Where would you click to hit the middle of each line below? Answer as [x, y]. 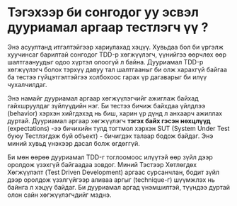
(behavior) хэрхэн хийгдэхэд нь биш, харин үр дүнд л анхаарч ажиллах [115, 113]
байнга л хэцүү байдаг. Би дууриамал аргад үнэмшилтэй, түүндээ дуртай [119, 187]
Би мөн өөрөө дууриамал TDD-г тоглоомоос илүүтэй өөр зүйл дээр [110, 157]
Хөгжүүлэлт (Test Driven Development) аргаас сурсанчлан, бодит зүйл [114, 172]
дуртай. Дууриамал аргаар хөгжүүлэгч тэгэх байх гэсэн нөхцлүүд [109, 120]
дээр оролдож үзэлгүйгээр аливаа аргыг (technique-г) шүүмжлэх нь [111, 179]
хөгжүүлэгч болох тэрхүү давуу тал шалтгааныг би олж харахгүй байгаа [117, 69]
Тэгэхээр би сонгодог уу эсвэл [103, 12]
